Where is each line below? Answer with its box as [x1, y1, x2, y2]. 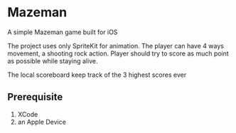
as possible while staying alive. [7, 56, 98, 65]
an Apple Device [17, 117, 66, 126]
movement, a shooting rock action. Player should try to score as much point [7, 49, 229, 58]
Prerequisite [7, 91, 63, 103]
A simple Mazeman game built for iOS [7, 28, 118, 36]
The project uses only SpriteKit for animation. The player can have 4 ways [7, 41, 224, 50]
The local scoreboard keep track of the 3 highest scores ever [7, 70, 187, 79]
